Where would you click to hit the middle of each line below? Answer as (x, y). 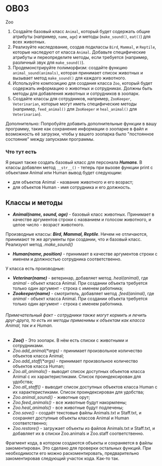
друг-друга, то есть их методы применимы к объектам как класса (75, 320)
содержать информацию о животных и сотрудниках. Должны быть (82, 88)
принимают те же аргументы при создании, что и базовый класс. (74, 240)
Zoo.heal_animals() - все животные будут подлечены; (68, 408)
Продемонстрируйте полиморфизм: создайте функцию (70, 67)
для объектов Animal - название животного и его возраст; (73, 182)
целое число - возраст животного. (48, 225)
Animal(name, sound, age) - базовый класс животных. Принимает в (83, 214)
